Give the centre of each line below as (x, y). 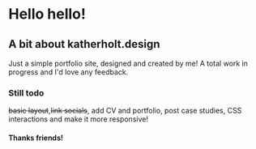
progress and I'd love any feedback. (68, 72)
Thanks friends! (36, 138)
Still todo (26, 92)
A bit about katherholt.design (84, 44)
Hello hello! (47, 14)
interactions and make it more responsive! (78, 119)
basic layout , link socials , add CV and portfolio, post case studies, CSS (125, 111)
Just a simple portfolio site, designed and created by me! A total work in (128, 63)
